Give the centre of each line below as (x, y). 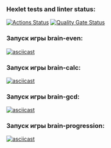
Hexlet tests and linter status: (51, 9)
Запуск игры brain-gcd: (43, 97)
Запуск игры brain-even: (45, 39)
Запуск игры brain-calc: (44, 67)
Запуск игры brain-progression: (56, 126)
